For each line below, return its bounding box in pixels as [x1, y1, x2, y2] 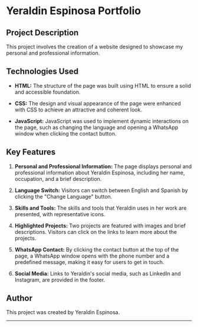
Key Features [6, 147, 56, 157]
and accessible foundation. [14, 88, 81, 95]
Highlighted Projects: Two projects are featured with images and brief [14, 222, 186, 229]
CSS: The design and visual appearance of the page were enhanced [14, 100, 181, 107]
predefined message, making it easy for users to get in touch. [14, 258, 164, 266]
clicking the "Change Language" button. [14, 193, 113, 200]
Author [6, 293, 32, 303]
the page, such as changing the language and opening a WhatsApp [14, 124, 179, 131]
